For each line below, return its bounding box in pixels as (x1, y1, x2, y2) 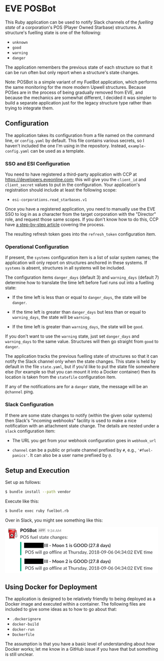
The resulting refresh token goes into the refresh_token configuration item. (5, 231, 157, 237)
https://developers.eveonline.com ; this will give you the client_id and (5, 177, 146, 183)
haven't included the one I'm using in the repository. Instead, (5, 143, 127, 149)
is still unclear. (5, 651, 34, 658)
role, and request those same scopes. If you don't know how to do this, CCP (5, 216, 159, 222)
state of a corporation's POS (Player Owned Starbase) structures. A (5, 24, 141, 30)
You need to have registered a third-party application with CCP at (5, 171, 137, 177)
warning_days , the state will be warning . (12, 315, 91, 320)
